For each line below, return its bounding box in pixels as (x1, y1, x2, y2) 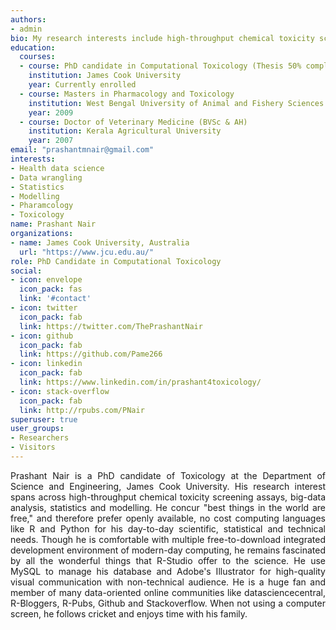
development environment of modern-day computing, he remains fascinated (10, 544, 326, 556)
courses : (19, 52, 56, 62)
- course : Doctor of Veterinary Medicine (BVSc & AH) (19, 117, 248, 127)
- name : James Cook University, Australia (10, 237, 190, 248)
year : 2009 (28, 107, 74, 118)
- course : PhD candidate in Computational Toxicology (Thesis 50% (19, 61, 302, 71)
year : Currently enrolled (28, 80, 137, 90)
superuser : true (10, 414, 78, 425)
